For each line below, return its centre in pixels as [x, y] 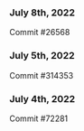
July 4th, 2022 [42, 98]
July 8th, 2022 [42, 13]
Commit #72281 [39, 118]
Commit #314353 [42, 75]
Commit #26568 [40, 33]
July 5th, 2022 [42, 56]
